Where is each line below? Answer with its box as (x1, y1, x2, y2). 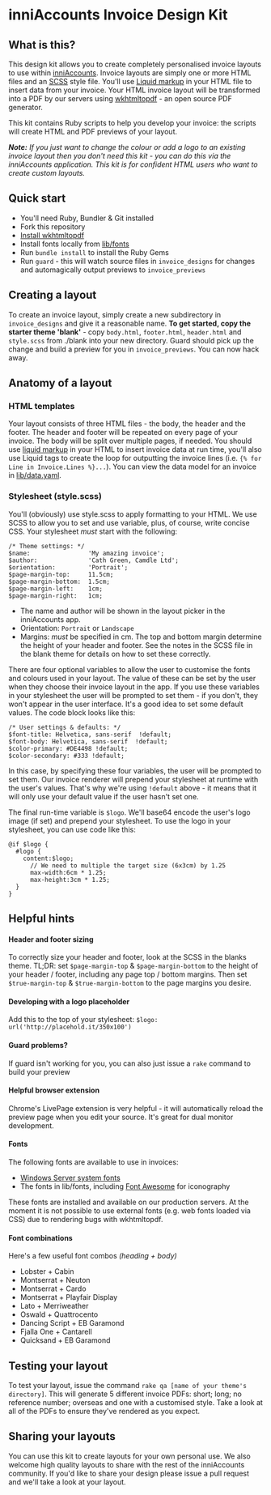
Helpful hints (8, 912, 75, 925)
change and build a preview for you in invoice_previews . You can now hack (8, 344, 260, 354)
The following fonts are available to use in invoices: (8, 1157, 179, 1167)
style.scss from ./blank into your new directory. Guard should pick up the (8, 335, 255, 345)
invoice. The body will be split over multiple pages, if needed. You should (8, 436, 252, 446)
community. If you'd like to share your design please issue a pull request (8, 1468, 249, 1478)
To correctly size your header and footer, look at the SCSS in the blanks (8, 952, 247, 962)
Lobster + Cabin (19, 1267, 74, 1276)
